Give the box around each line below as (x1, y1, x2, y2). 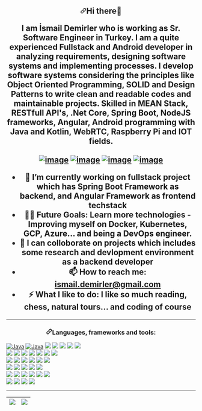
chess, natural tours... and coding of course (23, 302, 192, 312)
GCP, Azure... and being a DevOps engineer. (23, 229, 192, 239)
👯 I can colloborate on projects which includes (19, 238, 196, 249)
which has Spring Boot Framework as (36, 182, 179, 192)
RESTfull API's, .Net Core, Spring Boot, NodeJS (11, 108, 191, 118)
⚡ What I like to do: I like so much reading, (28, 289, 188, 300)
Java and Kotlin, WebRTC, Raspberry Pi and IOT (10, 127, 192, 137)
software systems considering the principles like (8, 70, 194, 81)
